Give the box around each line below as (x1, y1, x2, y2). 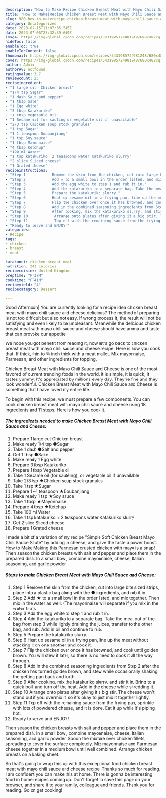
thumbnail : (5, 53, 28, 58)
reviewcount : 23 (5, 76, 39, 81)
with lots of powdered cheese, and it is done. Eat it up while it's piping (12, 705, 155, 711)
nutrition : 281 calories (5, 264, 57, 269)
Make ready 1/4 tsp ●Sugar (12, 441, 69, 447)
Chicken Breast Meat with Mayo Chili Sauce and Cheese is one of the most (5, 366, 158, 372)
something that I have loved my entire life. (5, 387, 91, 393)
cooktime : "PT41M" (5, 277, 43, 283)
